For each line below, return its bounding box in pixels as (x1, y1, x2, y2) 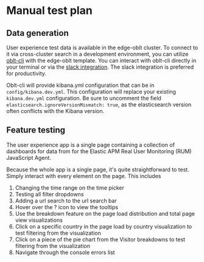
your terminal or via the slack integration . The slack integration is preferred (6, 63, 194, 71)
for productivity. (6, 70, 47, 77)
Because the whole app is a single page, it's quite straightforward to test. (6, 165, 190, 173)
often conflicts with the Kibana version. (6, 108, 105, 114)
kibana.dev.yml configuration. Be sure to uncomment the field (6, 95, 161, 102)
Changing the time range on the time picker (15, 184, 125, 191)
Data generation (6, 28, 69, 38)
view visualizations (15, 216, 63, 224)
